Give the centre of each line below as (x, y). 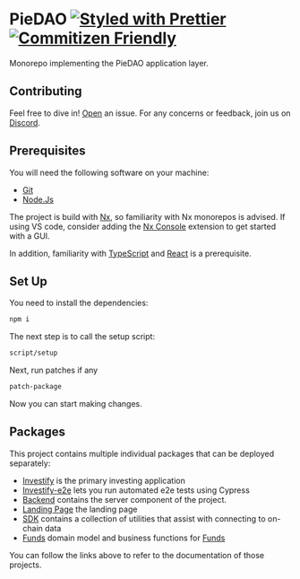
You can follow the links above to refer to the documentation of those (137, 555)
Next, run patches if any (54, 370)
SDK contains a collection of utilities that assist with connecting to (144, 518)
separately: (30, 463)
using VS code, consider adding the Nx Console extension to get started (143, 226)
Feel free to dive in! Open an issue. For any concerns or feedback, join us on (150, 113)
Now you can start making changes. (76, 404)
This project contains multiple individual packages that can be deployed (142, 453)
